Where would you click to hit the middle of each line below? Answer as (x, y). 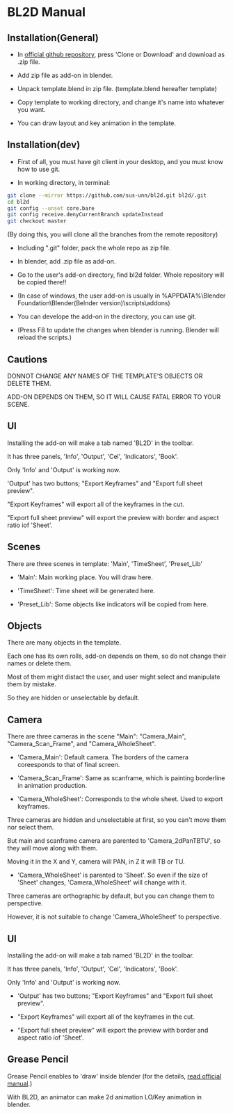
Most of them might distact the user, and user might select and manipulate (114, 677)
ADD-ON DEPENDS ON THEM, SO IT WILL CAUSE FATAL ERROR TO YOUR (114, 397)
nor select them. (31, 828)
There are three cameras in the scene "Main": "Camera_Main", (97, 736)
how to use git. (39, 169)
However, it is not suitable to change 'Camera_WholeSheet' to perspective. (114, 917)
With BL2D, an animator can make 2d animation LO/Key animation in (105, 1097)
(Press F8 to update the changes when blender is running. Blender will (118, 330)
